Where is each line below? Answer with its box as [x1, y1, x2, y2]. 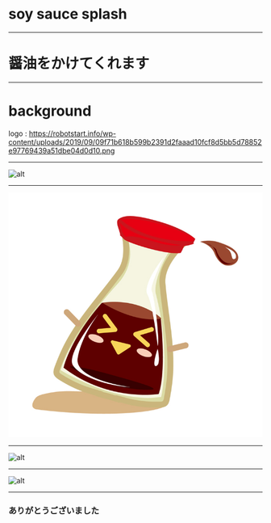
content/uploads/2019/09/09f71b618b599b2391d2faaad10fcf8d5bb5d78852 [8, 137, 262, 146]
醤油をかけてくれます [8, 54, 150, 73]
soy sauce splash [8, 5, 127, 23]
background [8, 102, 92, 120]
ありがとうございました [8, 504, 99, 516]
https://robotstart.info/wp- [28, 129, 117, 138]
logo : [8, 129, 27, 138]
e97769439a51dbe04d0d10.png [8, 146, 115, 155]
